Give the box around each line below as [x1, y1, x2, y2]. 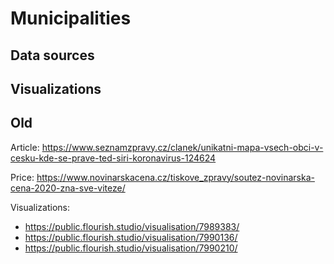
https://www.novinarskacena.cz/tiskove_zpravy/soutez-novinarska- [36, 171, 315, 183]
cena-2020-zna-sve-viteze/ [10, 182, 126, 194]
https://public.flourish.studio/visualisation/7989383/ [24, 220, 240, 232]
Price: [10, 171, 35, 183]
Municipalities [10, 7, 132, 30]
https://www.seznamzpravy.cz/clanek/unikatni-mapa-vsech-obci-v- [41, 141, 324, 153]
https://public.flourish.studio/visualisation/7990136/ [24, 231, 238, 243]
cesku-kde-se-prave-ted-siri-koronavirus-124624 [10, 152, 217, 164]
